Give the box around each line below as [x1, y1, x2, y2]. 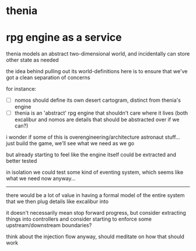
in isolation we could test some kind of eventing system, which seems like [6, 169, 184, 176]
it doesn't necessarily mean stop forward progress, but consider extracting [6, 209, 187, 216]
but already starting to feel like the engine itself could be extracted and [6, 151, 177, 159]
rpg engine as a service [6, 31, 122, 44]
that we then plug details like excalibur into [6, 198, 109, 205]
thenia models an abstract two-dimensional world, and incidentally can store [6, 50, 190, 57]
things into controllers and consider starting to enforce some [6, 215, 152, 223]
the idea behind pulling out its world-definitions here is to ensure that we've [6, 68, 188, 75]
